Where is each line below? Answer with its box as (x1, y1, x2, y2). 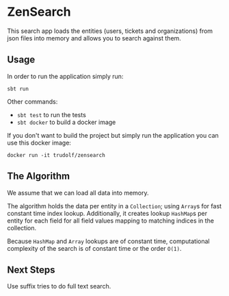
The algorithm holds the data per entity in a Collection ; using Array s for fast (7, 201, 222, 210)
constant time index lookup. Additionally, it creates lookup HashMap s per (7, 209, 207, 217)
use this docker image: (7, 138, 72, 147)
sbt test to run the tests (16, 110, 87, 119)
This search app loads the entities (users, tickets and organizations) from (7, 27, 213, 35)
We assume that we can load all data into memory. (7, 188, 149, 197)
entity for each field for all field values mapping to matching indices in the (7, 217, 214, 225)
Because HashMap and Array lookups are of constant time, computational (7, 237, 210, 245)
